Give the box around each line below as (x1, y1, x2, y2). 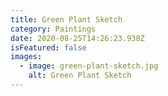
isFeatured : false (10, 42, 87, 53)
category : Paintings (10, 24, 97, 34)
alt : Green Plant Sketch (28, 71, 132, 81)
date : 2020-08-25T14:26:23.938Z (10, 33, 145, 43)
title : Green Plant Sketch (10, 14, 123, 25)
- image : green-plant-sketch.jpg (19, 61, 159, 71)
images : (10, 52, 43, 62)
